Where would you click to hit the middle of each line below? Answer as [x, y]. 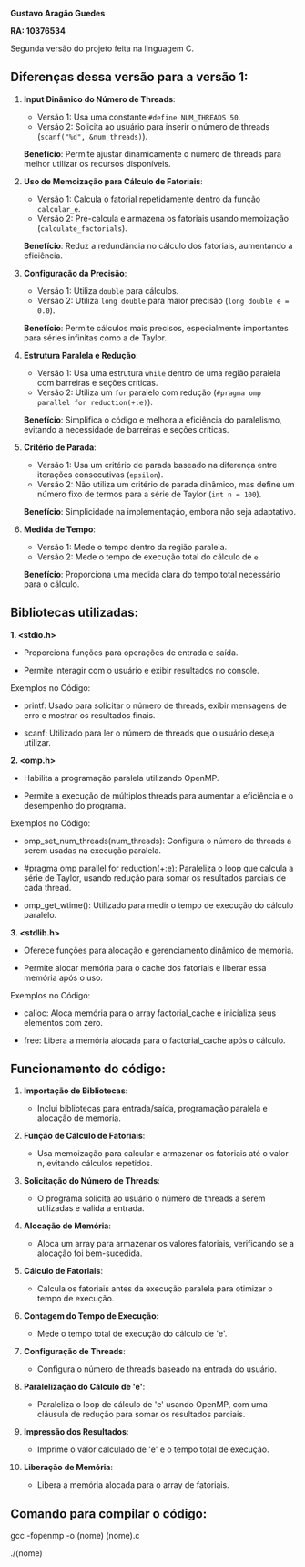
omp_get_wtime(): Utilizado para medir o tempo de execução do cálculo [158, 905]
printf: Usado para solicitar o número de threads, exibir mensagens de [155, 705]
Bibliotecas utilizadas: [75, 613]
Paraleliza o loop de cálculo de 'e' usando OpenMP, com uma [152, 1405]
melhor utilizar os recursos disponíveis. [97, 163]
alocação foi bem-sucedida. [90, 1253]
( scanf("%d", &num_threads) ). [92, 136]
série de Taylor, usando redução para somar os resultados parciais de [154, 878]
